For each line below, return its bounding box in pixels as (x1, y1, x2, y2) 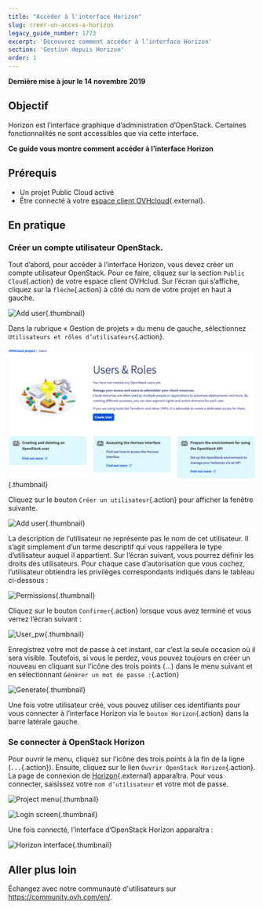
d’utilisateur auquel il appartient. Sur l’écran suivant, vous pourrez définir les (8, 551, 254, 560)
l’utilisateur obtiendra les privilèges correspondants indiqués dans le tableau (8, 567, 255, 577)
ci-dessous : (8, 576, 49, 585)
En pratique (8, 218, 66, 232)
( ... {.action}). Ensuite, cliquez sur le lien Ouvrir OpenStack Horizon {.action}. (8, 763, 256, 772)
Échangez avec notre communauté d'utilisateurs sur (8, 884, 177, 893)
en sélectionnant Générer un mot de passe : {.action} (8, 670, 180, 680)
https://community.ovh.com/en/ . (8, 893, 112, 902)
